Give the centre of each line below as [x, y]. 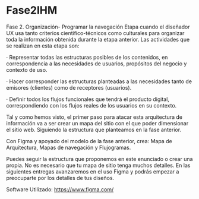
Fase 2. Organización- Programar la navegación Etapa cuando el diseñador [98, 27]
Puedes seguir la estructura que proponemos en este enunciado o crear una [99, 159]
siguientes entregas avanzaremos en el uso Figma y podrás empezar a [93, 171]
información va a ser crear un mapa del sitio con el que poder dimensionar [97, 123]
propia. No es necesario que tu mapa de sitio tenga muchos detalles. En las [98, 165]
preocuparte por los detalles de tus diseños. [60, 178]
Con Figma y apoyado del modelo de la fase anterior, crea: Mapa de [89, 141]
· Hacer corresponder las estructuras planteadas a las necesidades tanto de [99, 81]
